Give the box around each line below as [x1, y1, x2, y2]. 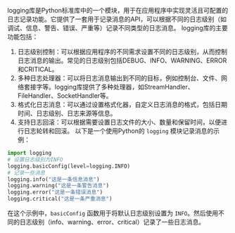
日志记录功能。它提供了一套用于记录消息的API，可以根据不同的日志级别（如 [7, 15, 227, 23]
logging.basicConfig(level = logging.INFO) [7, 163, 131, 170]
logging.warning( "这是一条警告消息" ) [7, 182, 110, 189]
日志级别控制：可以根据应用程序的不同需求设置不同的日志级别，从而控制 [17, 48, 227, 56]
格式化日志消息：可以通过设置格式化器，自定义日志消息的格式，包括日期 [17, 101, 227, 108]
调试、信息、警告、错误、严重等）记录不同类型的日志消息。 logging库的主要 [7, 24, 229, 32]
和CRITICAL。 [17, 65, 58, 73]
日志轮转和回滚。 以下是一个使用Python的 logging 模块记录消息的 [23, 127, 214, 135]
